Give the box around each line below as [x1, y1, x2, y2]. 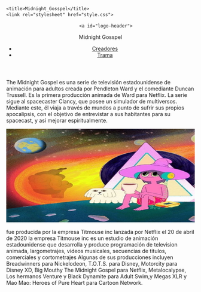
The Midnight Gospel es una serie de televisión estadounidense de [6, 79, 171, 86]
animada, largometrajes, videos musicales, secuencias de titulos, [6, 248, 166, 254]
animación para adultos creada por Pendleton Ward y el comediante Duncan [6, 85, 194, 92]
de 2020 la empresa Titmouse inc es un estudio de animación [6, 235, 159, 242]
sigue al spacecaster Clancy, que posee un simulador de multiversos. [6, 98, 178, 105]
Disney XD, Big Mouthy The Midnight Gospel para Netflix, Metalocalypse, [6, 266, 187, 273]
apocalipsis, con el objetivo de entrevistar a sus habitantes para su [6, 111, 170, 117]
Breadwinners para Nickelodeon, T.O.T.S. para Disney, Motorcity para [6, 260, 178, 267]
